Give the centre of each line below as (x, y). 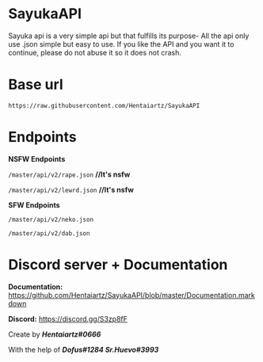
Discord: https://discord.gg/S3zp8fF (68, 318)
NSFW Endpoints (37, 158)
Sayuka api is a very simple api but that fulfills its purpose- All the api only (129, 36)
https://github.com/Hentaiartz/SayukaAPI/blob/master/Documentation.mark (132, 295)
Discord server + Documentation (118, 265)
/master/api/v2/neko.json (51, 219)
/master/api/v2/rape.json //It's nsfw (69, 174)
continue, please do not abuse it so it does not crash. (95, 52)
